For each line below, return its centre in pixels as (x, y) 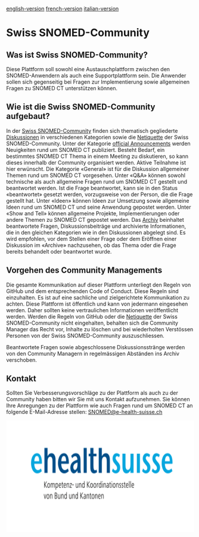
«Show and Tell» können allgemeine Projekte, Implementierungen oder (93, 213)
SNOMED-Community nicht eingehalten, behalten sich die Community (92, 323)
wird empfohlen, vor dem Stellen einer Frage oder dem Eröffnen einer (91, 239)
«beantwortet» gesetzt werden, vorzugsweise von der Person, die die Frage (99, 194)
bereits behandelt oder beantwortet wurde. (59, 251)
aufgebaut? (28, 116)
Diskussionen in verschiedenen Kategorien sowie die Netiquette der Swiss (97, 137)
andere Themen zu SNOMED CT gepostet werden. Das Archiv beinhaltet (95, 219)
